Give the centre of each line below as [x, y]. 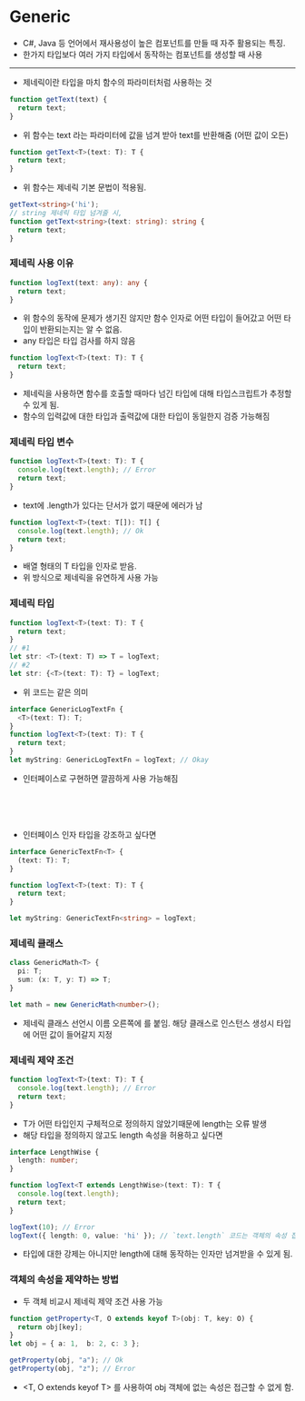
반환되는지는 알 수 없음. [81, 330]
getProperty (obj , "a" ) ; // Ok [67, 1360]
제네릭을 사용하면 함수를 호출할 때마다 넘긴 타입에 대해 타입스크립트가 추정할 [157, 393]
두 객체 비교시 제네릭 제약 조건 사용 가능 [93, 1301]
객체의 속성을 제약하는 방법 [64, 1280]
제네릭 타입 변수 [42, 442]
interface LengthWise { [54, 1152]
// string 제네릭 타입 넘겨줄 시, [66, 214]
